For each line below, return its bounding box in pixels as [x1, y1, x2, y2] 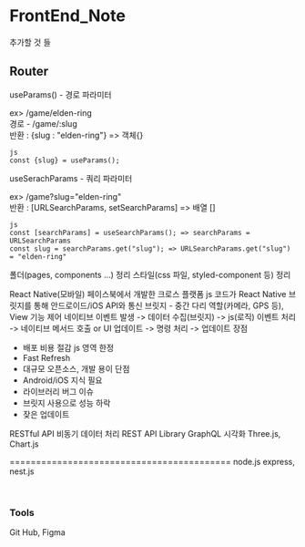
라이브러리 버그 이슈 [22, 386, 94, 397]
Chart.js [9, 439, 39, 449]
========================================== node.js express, [9, 456, 296, 467]
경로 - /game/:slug [9, 118, 77, 129]
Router [9, 64, 49, 79]
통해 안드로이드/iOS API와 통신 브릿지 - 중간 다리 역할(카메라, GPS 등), [33, 300, 284, 311]
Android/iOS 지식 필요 [22, 375, 103, 386]
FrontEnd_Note [9, 5, 126, 26]
